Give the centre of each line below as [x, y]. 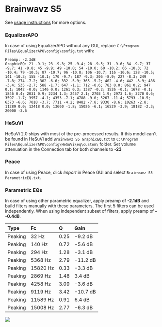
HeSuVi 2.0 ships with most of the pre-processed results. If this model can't [81, 134]
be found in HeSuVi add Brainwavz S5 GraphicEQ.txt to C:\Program [72, 139]
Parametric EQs [24, 190]
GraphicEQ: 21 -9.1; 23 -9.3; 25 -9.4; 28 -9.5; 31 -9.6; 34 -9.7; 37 [78, 64]
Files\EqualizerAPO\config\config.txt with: [50, 51]
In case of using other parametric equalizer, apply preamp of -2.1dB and [77, 201]
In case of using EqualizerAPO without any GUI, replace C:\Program [72, 46]
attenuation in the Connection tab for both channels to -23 [64, 149]
